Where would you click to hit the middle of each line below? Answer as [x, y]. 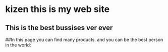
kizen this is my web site [58, 9]
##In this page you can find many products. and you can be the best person [84, 39]
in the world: [18, 45]
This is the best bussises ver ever [59, 28]
